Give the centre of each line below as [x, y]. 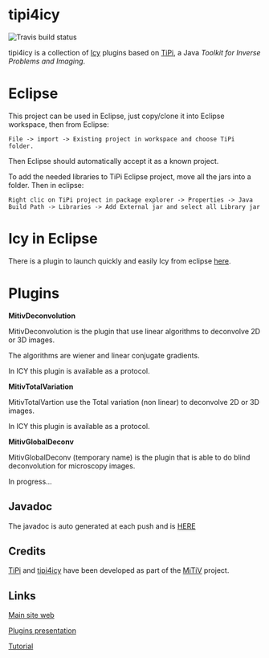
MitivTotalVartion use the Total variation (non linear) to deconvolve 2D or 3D [134, 402]
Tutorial [21, 646]
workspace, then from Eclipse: [59, 124]
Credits [27, 551]
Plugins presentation [42, 631]
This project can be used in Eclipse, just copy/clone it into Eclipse [116, 116]
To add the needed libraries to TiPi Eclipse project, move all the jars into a [130, 176]
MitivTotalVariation [41, 386]
